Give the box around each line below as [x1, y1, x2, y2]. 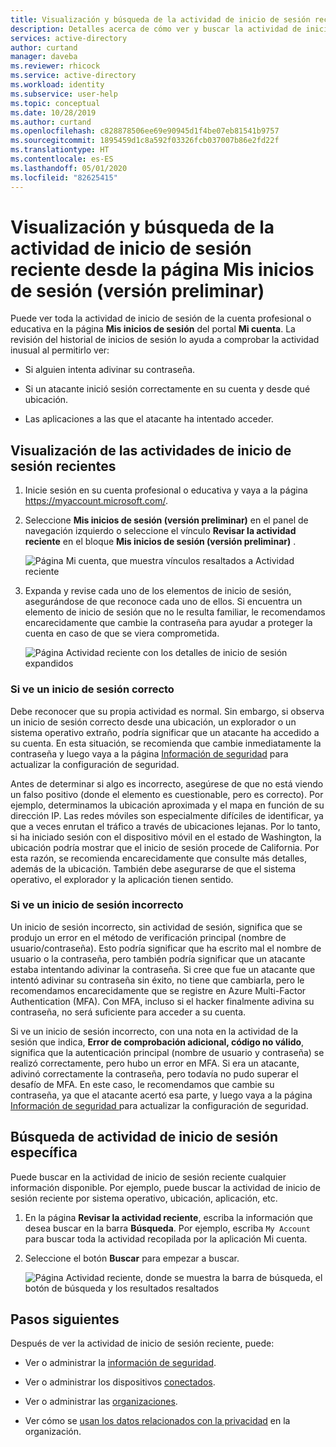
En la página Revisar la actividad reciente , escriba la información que [24, 1211, 313, 1223]
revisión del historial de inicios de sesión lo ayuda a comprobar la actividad [10, 334, 320, 346]
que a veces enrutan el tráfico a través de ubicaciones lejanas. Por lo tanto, [10, 820, 321, 832]
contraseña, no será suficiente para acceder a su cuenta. [10, 1006, 247, 1018]
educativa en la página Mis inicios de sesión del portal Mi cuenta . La [10, 323, 296, 335]
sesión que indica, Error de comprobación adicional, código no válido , [10, 1036, 305, 1048]
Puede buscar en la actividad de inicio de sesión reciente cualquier [10, 1171, 287, 1183]
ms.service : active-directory [10, 71, 137, 81]
